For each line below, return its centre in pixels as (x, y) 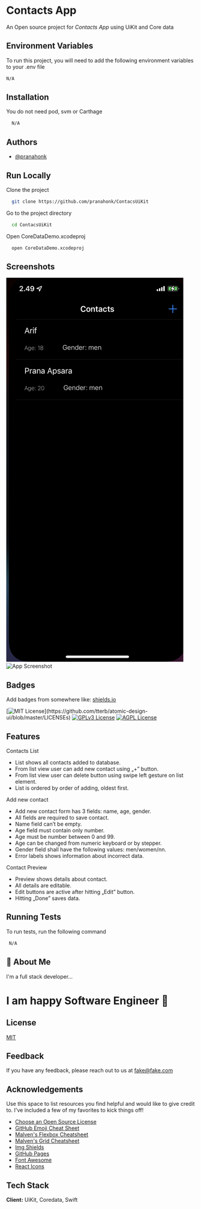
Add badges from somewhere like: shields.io (61, 700)
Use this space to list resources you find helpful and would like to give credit (100, 1104)
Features (23, 736)
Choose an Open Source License (56, 1122)
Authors (22, 142)
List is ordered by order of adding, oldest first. (72, 788)
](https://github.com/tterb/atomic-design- (96, 711)
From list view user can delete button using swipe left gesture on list (99, 775)
